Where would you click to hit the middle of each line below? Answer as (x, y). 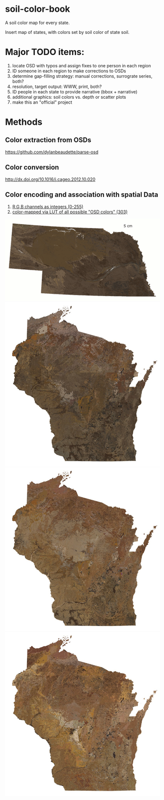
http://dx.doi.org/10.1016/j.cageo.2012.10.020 (50, 179)
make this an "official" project (42, 102)
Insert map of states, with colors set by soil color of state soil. (67, 32)
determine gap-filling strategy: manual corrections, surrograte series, (82, 76)
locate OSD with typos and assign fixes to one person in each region (82, 65)
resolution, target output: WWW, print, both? (57, 86)
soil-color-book (38, 9)
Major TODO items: (45, 52)
